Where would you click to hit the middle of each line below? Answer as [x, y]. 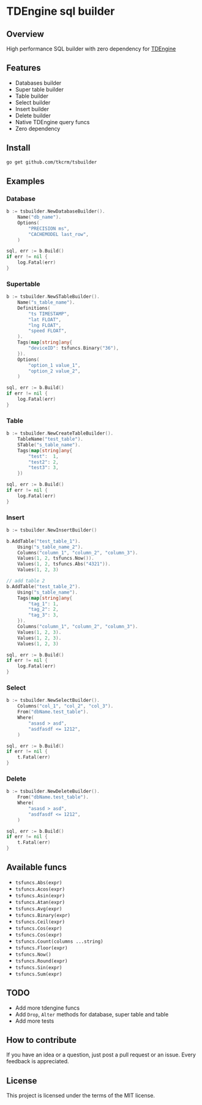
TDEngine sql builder [61, 11]
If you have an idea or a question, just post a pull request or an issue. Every [101, 1055]
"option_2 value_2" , [54, 371]
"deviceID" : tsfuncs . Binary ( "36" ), [74, 348]
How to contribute [42, 1040]
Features [24, 68]
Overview [25, 34]
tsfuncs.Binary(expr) [43, 915]
